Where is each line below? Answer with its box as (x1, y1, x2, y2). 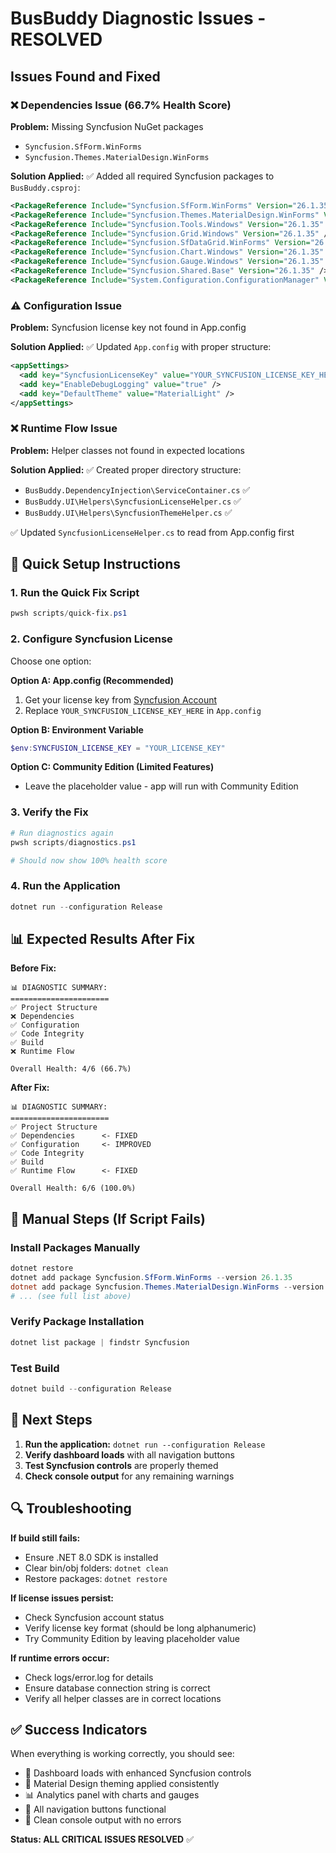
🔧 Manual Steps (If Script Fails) (10, 1210, 206, 1227)
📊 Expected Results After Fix (10, 930, 196, 947)
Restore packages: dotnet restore (24, 1572, 168, 1584)
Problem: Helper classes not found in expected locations (10, 444, 245, 456)
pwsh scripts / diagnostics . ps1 (10, 837, 137, 847)
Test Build (10, 1361, 60, 1375)
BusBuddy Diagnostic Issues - (10, 7, 267, 30)
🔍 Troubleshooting (10, 1500, 132, 1517)
